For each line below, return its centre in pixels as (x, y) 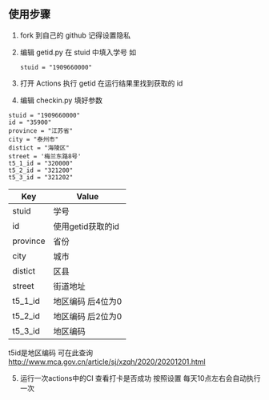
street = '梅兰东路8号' (45, 156)
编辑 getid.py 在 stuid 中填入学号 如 (78, 52)
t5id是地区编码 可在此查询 (51, 352)
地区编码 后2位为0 (88, 316)
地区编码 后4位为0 (88, 301)
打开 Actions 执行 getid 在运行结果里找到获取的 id (101, 83)
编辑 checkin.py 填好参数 (61, 100)
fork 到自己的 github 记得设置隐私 (75, 35)
